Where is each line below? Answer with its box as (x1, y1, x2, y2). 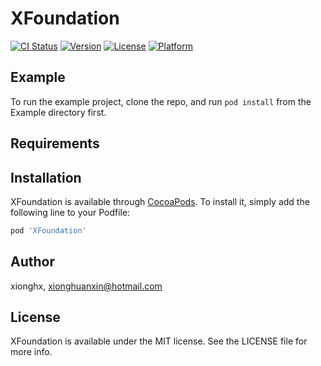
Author (10, 253, 55, 271)
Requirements (10, 135, 100, 152)
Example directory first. (10, 106, 107, 118)
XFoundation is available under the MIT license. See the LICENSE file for (10, 335, 308, 347)
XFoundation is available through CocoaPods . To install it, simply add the (10, 195, 310, 207)
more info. (10, 346, 53, 358)
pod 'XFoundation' (10, 225, 87, 236)
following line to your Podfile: (10, 206, 131, 218)
